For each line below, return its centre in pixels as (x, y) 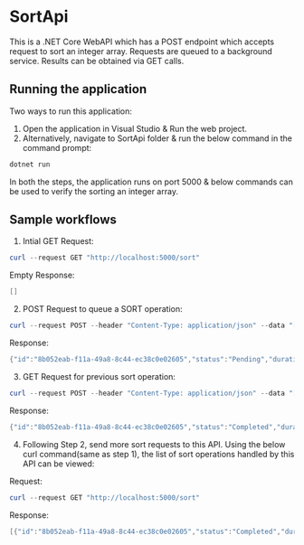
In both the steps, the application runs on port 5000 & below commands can (152, 182)
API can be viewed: (58, 464)
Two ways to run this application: (71, 111)
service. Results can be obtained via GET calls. (97, 61)
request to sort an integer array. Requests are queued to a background (141, 51)
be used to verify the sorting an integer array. (94, 191)
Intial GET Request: (58, 241)
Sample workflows (63, 220)
